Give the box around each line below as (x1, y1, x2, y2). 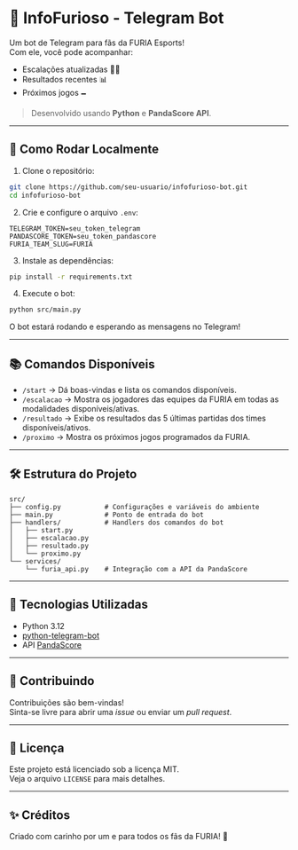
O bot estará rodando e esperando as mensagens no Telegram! (9, 321, 241, 332)
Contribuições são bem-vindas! (9, 697, 124, 708)
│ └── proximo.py (9, 549, 82, 558)
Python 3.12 (21, 620, 65, 631)
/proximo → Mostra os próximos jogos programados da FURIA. (21, 432, 251, 443)
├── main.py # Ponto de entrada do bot (9, 510, 204, 519)
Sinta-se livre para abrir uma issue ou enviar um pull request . (9, 706, 232, 717)
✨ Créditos (9, 807, 71, 822)
